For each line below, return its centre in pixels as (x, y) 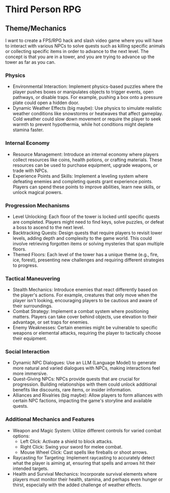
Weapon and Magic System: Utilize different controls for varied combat (87, 430)
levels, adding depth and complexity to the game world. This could (82, 238)
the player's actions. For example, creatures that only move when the (85, 295)
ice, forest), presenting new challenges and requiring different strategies (88, 260)
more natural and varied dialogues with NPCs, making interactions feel (86, 368)
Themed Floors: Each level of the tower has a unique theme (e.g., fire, (86, 254)
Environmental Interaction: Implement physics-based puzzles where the (88, 87)
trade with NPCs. (30, 170)
